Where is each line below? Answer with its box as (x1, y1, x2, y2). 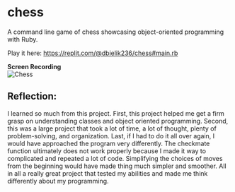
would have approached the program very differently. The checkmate (7, 139, 210, 148)
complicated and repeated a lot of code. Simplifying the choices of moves (7, 154, 223, 162)
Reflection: (7, 90, 57, 102)
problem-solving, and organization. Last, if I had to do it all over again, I (7, 131, 215, 140)
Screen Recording (7, 62, 62, 71)
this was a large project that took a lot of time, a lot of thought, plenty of (7, 124, 217, 133)
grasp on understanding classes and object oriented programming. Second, (7, 116, 229, 125)
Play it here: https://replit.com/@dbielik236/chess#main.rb (7, 49, 178, 57)
